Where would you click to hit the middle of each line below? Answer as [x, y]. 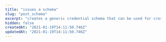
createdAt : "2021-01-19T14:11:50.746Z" [46, 28]
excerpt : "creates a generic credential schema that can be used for [78, 18]
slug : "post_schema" [26, 14]
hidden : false [20, 23]
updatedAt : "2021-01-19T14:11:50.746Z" [46, 32]
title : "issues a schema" [32, 9]
